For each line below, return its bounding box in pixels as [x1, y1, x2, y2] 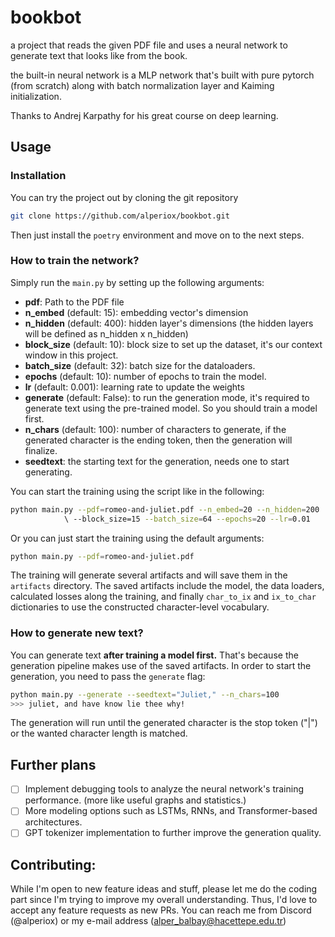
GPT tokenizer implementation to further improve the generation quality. [24, 827, 322, 839]
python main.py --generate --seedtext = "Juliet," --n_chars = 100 [10, 689, 280, 700]
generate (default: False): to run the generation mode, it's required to [24, 391, 310, 403]
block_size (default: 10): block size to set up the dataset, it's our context [24, 338, 323, 350]
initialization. [10, 90, 62, 102]
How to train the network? [10, 254, 140, 268]
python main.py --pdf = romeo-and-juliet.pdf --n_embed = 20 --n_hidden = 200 [10, 504, 320, 515]
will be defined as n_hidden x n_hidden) [24, 327, 189, 340]
